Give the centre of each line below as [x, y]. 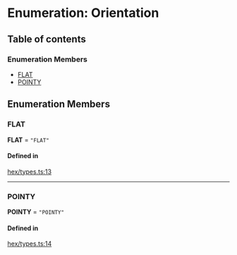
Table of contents [47, 39]
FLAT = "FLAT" [28, 140]
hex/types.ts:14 [30, 244]
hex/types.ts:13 [29, 172]
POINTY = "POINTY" [36, 212]
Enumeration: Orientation [83, 13]
